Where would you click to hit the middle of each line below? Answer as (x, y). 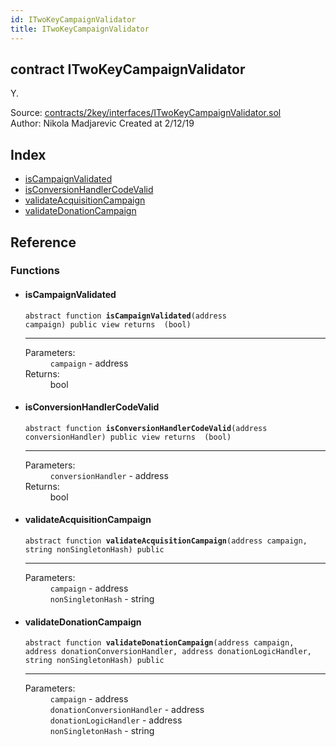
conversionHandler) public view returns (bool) (128, 437)
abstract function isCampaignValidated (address (125, 316)
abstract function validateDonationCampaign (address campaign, (159, 643)
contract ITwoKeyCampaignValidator (128, 69)
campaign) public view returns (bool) (108, 324)
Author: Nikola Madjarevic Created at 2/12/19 (102, 123)
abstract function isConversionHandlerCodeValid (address (146, 428)
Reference (43, 242)
